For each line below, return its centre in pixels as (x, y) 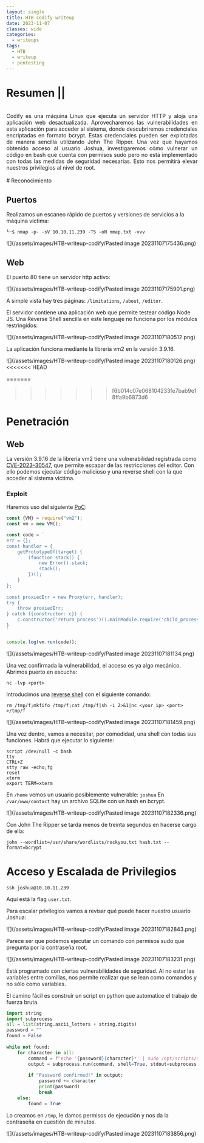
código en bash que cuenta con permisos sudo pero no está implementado (102, 155)
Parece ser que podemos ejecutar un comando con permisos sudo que (95, 941)
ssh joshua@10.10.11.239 (38, 888)
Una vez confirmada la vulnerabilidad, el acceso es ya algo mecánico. (93, 665)
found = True (45, 1103)
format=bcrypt (24, 848)
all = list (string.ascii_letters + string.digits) (72, 1024)
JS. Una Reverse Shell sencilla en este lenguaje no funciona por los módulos (102, 319)
